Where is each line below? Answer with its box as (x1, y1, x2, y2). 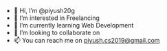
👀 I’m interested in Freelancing (13, 14, 100, 22)
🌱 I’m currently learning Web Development (13, 21, 134, 29)
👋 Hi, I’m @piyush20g (13, 7, 76, 14)
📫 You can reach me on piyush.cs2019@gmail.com (13, 37, 160, 44)
